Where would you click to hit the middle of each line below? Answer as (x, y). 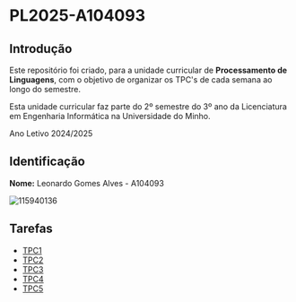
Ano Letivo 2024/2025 (51, 134)
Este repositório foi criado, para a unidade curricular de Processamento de (148, 70)
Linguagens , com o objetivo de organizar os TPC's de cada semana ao (141, 80)
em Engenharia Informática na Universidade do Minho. (110, 116)
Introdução (41, 49)
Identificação (47, 162)
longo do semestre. (45, 89)
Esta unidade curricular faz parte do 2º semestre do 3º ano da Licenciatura (148, 107)
